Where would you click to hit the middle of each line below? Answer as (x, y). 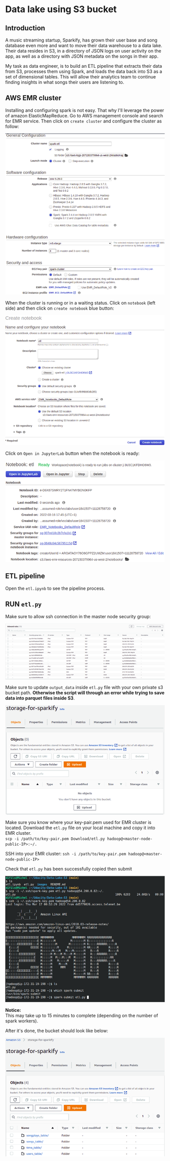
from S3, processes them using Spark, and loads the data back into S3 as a (84, 71)
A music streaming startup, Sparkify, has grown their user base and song (81, 40)
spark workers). (22, 1021)
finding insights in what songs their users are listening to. (65, 82)
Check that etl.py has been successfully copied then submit (69, 869)
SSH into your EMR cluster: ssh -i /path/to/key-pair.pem (66, 853)
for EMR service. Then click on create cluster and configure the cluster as (83, 121)
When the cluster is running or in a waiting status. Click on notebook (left (80, 303)
